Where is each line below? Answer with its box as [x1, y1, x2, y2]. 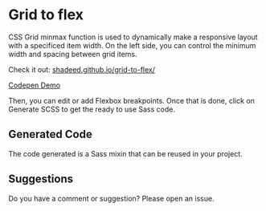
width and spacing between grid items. [8, 49, 138, 59]
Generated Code [8, 128, 92, 141]
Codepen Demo [8, 80, 61, 90]
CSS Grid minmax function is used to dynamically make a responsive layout [8, 32, 259, 42]
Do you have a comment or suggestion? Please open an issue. [8, 193, 215, 203]
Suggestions [8, 172, 74, 186]
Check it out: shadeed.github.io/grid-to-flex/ [8, 64, 155, 74]
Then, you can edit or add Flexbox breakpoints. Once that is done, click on [8, 95, 256, 105]
